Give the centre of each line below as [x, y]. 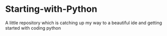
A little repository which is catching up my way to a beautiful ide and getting [83, 23]
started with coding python [33, 28]
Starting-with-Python [51, 9]
